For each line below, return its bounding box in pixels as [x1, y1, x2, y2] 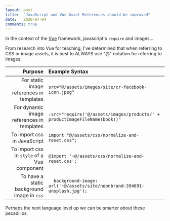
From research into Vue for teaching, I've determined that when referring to [5, 45, 162, 51]
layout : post [5, 7, 33, 13]
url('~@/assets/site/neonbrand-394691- [48, 183, 145, 189]
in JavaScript [12, 137, 44, 144]
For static [21, 77, 44, 84]
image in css [14, 192, 44, 199]
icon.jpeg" [48, 89, 75, 95]
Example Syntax [48, 68, 89, 75]
